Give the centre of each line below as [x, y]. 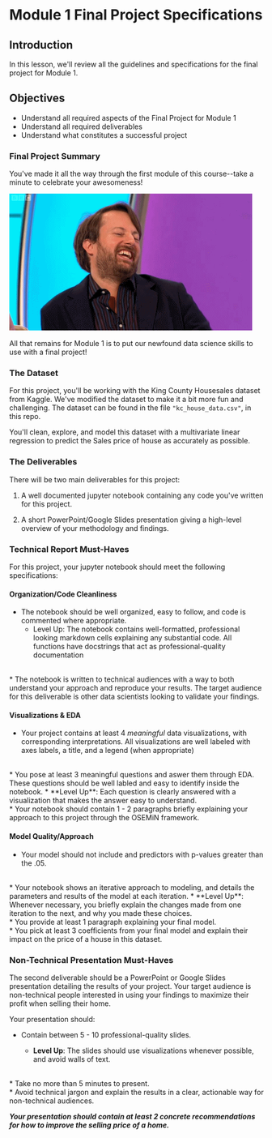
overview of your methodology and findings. [95, 528]
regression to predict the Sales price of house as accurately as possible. [130, 441]
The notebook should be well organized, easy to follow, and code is [133, 612]
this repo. [25, 417]
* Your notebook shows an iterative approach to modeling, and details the [132, 887]
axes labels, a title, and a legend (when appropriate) [108, 751]
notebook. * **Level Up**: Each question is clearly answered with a [123, 792]
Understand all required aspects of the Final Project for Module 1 [129, 118]
